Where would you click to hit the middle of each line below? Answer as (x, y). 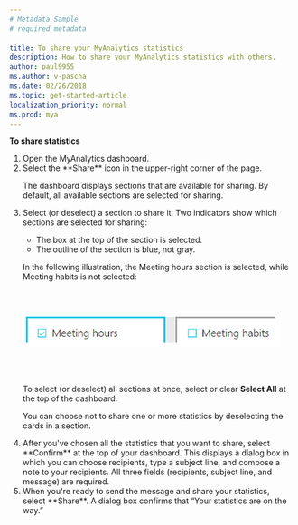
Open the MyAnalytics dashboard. (86, 159)
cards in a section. (57, 426)
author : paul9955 (42, 67)
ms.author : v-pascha (48, 77)
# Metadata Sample (44, 19)
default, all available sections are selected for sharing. (123, 195)
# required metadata (48, 28)
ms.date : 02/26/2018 (48, 86)
